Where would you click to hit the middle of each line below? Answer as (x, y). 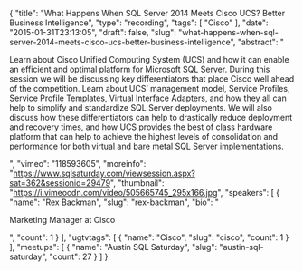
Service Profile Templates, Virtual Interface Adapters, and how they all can (148, 98)
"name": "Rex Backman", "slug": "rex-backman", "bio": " (114, 202)
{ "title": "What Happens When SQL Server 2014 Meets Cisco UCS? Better (147, 13)
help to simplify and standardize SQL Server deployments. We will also (141, 107)
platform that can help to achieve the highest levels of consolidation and (144, 136)
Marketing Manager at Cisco (62, 220)
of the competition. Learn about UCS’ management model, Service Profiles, (150, 88)
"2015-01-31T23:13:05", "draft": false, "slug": (93, 32)
